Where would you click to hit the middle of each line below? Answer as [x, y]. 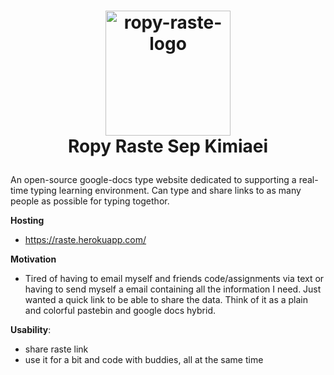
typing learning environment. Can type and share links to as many [166, 191]
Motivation [33, 259]
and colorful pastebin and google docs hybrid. [120, 311]
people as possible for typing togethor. [90, 201]
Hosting [27, 221]
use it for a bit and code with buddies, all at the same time [144, 360]
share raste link [56, 349]
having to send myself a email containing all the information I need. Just [173, 289]
